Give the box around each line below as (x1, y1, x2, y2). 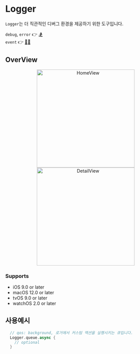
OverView (5, 56, 38, 64)
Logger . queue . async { (10, 335, 56, 340)
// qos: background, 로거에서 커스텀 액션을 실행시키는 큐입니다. (10, 330, 133, 335)
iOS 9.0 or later (12, 284, 45, 290)
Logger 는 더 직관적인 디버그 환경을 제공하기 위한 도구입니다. (5, 20, 124, 27)
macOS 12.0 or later (12, 290, 54, 296)
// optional (14, 340, 40, 345)
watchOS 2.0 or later (12, 300, 57, 306)
